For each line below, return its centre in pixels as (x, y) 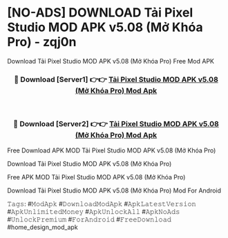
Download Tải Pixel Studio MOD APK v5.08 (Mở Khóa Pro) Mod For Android (114, 190)
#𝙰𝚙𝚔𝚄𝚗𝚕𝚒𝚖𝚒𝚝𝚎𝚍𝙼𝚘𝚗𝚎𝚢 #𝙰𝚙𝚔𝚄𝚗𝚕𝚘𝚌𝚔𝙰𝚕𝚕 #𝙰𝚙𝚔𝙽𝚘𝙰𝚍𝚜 (94, 211)
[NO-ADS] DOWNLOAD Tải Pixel (100, 13)
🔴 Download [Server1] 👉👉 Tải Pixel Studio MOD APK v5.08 (116, 79)
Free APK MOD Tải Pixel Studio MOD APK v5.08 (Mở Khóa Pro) (96, 177)
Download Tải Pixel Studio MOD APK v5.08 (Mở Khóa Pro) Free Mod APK (111, 61)
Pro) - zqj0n (42, 42)
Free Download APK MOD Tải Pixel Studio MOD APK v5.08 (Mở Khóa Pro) (112, 150)
